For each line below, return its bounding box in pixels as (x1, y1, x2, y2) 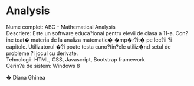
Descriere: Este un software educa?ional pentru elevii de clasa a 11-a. (6, 29, 175, 36)
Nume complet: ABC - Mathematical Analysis (6, 23, 116, 30)
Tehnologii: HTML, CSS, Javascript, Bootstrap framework (6, 56, 146, 63)
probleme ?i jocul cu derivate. (6, 50, 78, 57)
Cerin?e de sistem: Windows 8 (6, 62, 81, 69)
